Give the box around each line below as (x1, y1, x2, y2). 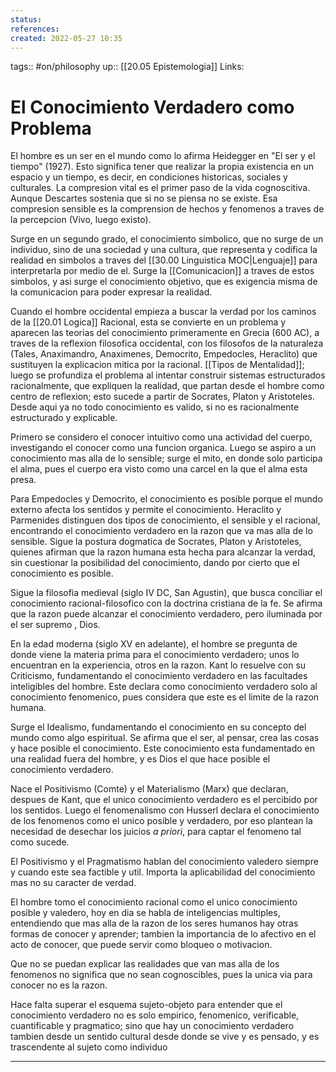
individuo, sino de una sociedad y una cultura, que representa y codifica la (10, 244, 318, 256)
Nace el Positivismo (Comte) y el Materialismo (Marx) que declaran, (10, 783, 289, 795)
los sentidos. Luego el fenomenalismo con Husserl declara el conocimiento (10, 804, 320, 816)
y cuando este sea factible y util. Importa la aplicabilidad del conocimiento (10, 866, 316, 878)
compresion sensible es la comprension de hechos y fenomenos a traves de (10, 203, 325, 215)
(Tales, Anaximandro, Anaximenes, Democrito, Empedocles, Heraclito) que (10, 348, 318, 360)
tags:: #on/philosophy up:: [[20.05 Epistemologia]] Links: (10, 61, 245, 73)
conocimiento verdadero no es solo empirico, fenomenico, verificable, (10, 1009, 300, 1021)
